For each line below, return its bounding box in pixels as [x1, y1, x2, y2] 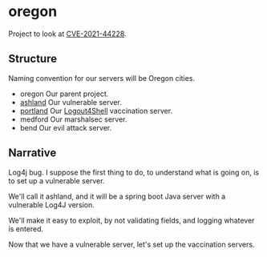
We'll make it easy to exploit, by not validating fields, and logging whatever [8, 215, 255, 225]
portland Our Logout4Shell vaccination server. [19, 106, 173, 115]
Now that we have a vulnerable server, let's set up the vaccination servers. [8, 239, 255, 249]
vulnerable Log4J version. [8, 199, 95, 210]
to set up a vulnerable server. [8, 175, 105, 186]
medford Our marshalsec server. [19, 114, 127, 124]
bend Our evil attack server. [19, 122, 112, 132]
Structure [8, 52, 58, 66]
